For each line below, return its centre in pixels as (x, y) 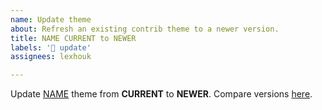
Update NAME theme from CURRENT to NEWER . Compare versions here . (161, 94)
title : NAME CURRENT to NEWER (73, 38)
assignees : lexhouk (51, 57)
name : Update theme (51, 19)
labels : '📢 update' (51, 47)
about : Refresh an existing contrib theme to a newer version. (145, 29)
